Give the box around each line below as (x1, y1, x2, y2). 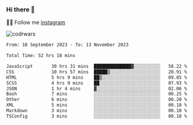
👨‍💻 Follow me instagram (6, 19, 65, 26)
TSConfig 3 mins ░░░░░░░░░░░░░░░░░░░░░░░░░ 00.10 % (6, 113, 187, 119)
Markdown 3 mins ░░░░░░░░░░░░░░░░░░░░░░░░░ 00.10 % (6, 108, 187, 114)
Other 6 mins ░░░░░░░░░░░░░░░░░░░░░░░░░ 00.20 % (6, 96, 187, 103)
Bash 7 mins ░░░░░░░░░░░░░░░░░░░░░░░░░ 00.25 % (6, 91, 187, 97)
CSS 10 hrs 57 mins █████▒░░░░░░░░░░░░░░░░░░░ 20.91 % (6, 68, 187, 75)
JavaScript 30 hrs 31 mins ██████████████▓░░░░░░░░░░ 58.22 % (6, 64, 187, 70)
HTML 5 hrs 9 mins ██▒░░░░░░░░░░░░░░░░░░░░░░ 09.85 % (6, 74, 187, 80)
